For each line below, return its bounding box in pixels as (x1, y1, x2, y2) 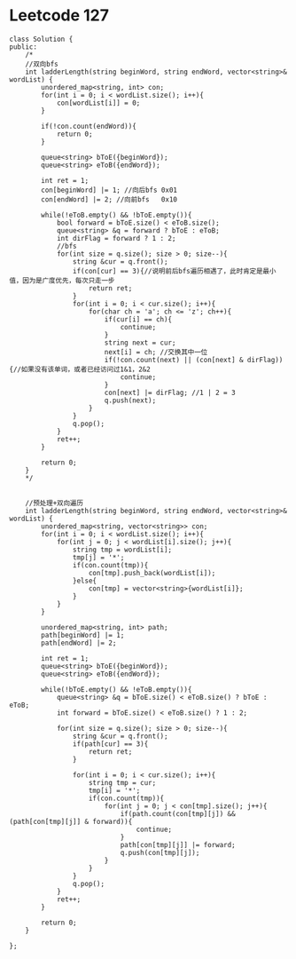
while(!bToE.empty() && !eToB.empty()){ (41, 685, 192, 693)
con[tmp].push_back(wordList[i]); (88, 568, 216, 577)
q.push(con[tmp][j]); (120, 848, 200, 857)
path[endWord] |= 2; (41, 638, 117, 647)
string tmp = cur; (88, 778, 157, 787)
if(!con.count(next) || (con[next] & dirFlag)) (104, 355, 284, 364)
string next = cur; (104, 338, 176, 347)
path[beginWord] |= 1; (41, 630, 125, 639)
